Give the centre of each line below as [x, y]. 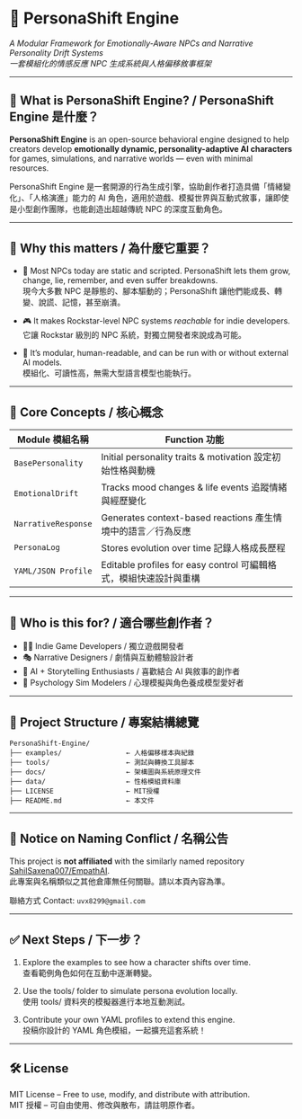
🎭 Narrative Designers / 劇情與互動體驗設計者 [108, 657]
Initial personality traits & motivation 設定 [187, 457]
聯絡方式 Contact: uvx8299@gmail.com [77, 900]
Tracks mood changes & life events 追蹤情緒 [194, 487]
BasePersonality [49, 463]
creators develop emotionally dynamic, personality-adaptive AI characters [151, 148]
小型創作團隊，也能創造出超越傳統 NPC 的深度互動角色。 [122, 209]
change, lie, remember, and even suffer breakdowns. [120, 280]
